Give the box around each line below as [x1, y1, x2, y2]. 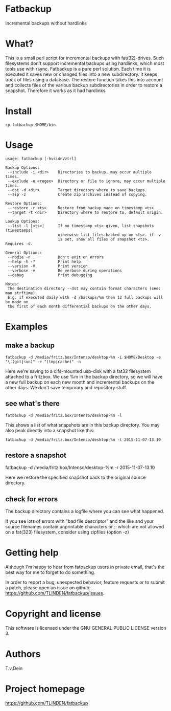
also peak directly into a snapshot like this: [5, 427, 95, 433]
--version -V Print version [7, 263, 88, 269]
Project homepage [5, 683, 85, 695]
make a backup [5, 341, 55, 350]
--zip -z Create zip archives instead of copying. [7, 192, 147, 197]
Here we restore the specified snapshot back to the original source [5, 474, 146, 481]
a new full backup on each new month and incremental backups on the [5, 379, 155, 385]
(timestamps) [5, 228, 33, 233]
